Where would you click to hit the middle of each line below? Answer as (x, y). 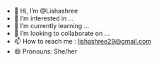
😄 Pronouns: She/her (46, 51)
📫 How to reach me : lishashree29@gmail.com (83, 41)
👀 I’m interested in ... (44, 18)
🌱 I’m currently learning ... (52, 26)
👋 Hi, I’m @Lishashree (46, 11)
